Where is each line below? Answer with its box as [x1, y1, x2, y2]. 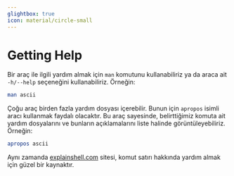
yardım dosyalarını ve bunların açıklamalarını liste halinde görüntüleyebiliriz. [7, 119, 226, 127]
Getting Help [7, 47, 83, 63]
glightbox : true [7, 10, 55, 18]
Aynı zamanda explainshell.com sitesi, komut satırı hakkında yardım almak [7, 153, 221, 162]
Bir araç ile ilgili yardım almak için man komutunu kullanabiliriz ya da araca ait [7, 70, 227, 79]
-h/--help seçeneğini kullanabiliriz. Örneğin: [7, 78, 136, 87]
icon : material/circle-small [7, 17, 93, 24]
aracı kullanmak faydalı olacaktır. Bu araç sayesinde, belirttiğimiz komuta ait [7, 112, 226, 120]
